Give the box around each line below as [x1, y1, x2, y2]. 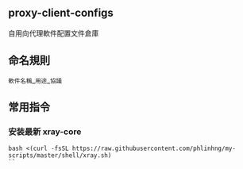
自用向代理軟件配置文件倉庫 [8, 28, 99, 38]
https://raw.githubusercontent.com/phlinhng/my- [71, 144, 237, 153]
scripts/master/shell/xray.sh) [8, 152, 112, 159]
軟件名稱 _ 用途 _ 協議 [8, 75, 62, 85]
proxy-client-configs [8, 6, 114, 20]
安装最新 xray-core [8, 126, 82, 137]
